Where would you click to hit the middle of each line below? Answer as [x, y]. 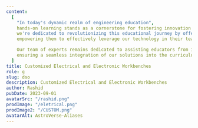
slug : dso [18, 77]
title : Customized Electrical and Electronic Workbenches [79, 66]
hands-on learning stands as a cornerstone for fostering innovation [104, 28]
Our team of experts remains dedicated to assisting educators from [103, 50]
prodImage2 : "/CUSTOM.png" [39, 110]
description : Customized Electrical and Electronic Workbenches [87, 83]
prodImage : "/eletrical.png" [42, 104]
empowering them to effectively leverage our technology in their [100, 39]
